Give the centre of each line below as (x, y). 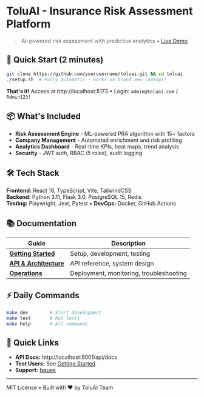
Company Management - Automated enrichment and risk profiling (98, 140)
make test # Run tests (43, 318)
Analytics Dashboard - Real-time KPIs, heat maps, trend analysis (97, 147)
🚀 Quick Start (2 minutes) (55, 60)
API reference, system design (112, 263)
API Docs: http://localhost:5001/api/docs (66, 357)
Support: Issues (36, 370)
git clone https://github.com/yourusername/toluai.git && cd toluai (95, 74)
